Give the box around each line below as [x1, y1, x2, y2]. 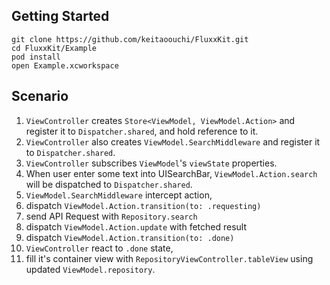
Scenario [11, 88, 69, 105]
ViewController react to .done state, [25, 242, 174, 254]
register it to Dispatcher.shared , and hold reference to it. [25, 125, 259, 137]
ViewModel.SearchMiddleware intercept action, [25, 189, 213, 201]
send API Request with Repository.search [25, 210, 198, 222]
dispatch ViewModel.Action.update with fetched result [25, 220, 247, 233]
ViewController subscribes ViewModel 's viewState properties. [25, 157, 278, 169]
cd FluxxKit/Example [11, 43, 98, 53]
